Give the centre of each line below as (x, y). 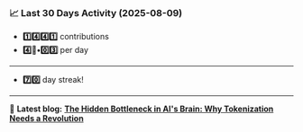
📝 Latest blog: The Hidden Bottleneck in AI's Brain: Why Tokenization (142, 109)
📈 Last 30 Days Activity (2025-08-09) (96, 13)
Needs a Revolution (46, 119)
